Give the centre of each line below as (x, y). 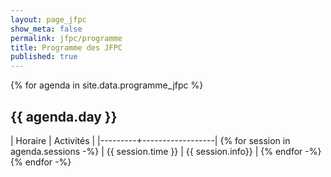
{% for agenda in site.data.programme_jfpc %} (107, 85)
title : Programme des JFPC (66, 47)
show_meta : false (46, 29)
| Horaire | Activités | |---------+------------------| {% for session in (150, 140)
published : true (44, 57)
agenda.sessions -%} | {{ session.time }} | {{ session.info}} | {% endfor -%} (166, 151)
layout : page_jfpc (48, 19)
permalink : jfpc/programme (66, 38)
